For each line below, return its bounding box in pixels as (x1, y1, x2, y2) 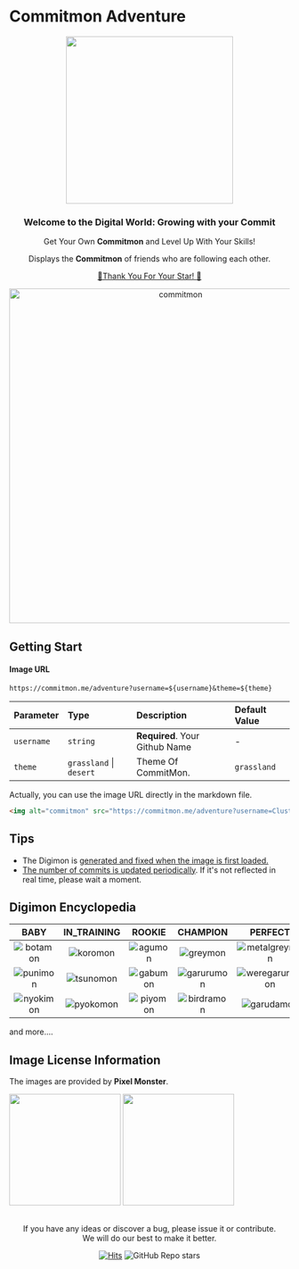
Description (136, 709, 187, 721)
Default (234, 703, 267, 716)
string (67, 736, 96, 746)
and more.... (9, 1026, 53, 1037)
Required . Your (136, 729, 200, 742)
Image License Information (9, 1052, 161, 1067)
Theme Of (136, 755, 179, 767)
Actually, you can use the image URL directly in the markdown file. (9, 789, 253, 800)
